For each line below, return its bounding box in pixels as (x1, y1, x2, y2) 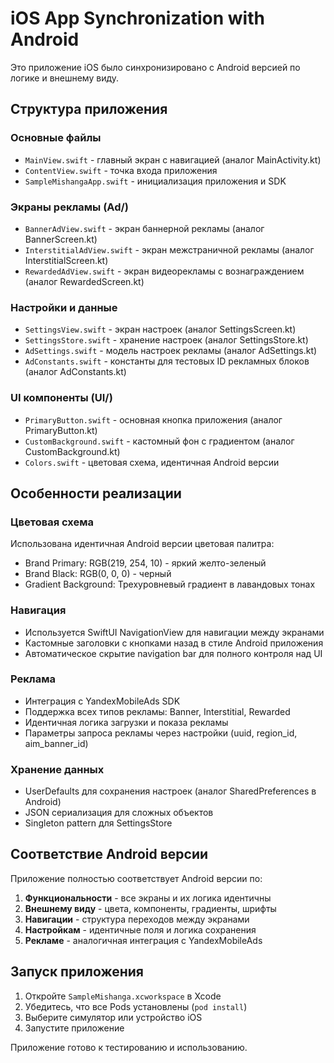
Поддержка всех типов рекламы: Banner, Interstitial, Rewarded (24, 705, 291, 717)
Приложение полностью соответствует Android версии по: (10, 872, 263, 884)
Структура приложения (10, 101, 168, 118)
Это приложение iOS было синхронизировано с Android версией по (10, 61, 301, 73)
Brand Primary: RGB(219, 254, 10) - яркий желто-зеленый (24, 557, 267, 569)
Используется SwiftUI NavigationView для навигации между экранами (24, 626, 325, 638)
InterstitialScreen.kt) (24, 254, 109, 266)
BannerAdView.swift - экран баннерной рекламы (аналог (24, 222, 265, 234)
